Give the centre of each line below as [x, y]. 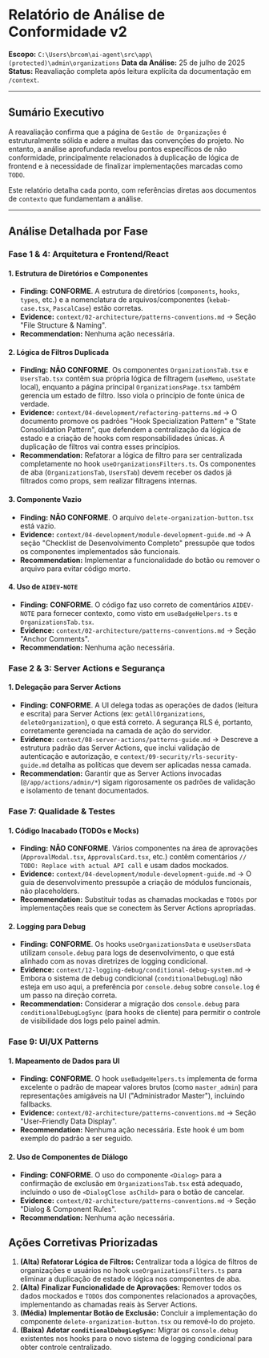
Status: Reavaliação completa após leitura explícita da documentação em [130, 71]
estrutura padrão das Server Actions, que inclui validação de [120, 748]
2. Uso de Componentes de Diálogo [68, 1157]
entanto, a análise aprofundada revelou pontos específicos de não [117, 149]
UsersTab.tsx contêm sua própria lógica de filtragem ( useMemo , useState [138, 378]
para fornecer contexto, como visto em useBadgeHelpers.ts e [137, 613]
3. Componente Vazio [45, 500]
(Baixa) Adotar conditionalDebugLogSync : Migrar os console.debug [129, 1330]
